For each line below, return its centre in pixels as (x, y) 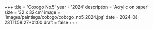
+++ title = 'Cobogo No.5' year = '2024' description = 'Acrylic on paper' (76, 7)
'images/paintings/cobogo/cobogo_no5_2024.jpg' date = (62, 17)
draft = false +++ (61, 22)
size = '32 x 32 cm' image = (33, 12)
